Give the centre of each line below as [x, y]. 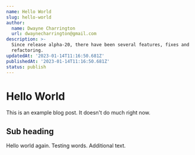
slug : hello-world [29, 17]
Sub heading [30, 131]
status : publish [26, 67]
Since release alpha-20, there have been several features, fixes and [100, 45]
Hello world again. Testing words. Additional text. [66, 145]
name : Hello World [29, 12]
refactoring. [28, 50]
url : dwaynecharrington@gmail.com [54, 34]
